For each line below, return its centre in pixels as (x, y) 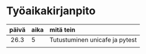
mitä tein (62, 30)
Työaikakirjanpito (51, 11)
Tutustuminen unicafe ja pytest (93, 40)
